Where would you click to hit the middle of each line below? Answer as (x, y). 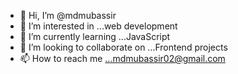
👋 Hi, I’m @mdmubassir (68, 15)
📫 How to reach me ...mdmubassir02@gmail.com (122, 58)
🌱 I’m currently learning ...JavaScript (95, 36)
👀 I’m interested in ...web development (98, 26)
